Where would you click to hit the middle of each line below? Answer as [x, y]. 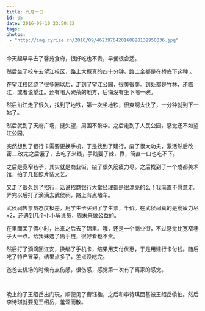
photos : [16, 35]
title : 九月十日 [25, 12]
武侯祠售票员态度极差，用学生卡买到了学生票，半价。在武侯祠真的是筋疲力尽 [103, 208]
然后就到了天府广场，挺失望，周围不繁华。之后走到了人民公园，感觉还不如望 [103, 125]
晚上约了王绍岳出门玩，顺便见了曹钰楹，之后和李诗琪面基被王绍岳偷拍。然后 [103, 294]
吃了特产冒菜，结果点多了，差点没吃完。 [57, 256]
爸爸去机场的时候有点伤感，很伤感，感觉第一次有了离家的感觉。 [86, 270]
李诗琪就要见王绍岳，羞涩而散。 [46, 302]
